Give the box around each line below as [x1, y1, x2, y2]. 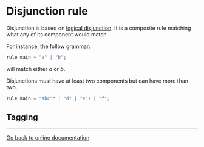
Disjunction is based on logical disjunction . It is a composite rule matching [6, 24, 191, 32]
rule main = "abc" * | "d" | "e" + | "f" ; [6, 95, 110, 101]
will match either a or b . [6, 65, 66, 72]
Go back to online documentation [6, 134, 90, 141]
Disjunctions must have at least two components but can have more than [6, 77, 189, 84]
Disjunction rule [6, 4, 88, 18]
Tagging [6, 112, 38, 123]
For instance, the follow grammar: [6, 43, 91, 50]
